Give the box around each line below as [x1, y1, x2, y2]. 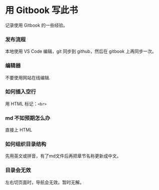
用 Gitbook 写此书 [5, 5, 78, 16]
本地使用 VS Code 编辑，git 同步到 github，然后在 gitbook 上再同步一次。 [5, 48, 156, 54]
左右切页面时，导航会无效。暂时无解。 [5, 179, 84, 185]
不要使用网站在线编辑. [5, 74, 51, 80]
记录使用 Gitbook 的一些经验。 [5, 22, 68, 28]
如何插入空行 [5, 88, 36, 96]
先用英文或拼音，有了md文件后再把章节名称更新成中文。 [5, 153, 121, 159]
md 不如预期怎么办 [5, 114, 50, 121]
